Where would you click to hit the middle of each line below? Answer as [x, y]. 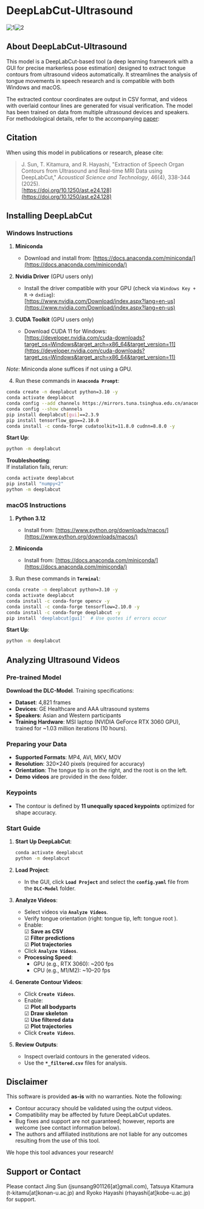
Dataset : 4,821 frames [43, 702]
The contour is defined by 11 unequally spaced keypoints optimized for [105, 806]
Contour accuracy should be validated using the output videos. [94, 1108]
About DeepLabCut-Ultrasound [67, 47]
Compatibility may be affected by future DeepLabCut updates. [93, 1115]
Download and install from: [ [59, 258]
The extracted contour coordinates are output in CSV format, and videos [97, 99]
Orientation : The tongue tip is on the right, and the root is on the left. [101, 770]
